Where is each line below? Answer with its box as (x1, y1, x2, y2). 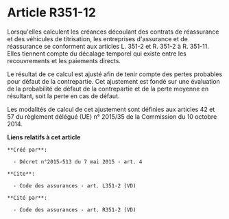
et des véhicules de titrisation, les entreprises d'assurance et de (7, 34, 189, 43)
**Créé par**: (7, 146, 48, 153)
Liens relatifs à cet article (7, 132, 81, 141)
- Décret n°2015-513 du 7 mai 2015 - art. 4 (13, 158, 143, 165)
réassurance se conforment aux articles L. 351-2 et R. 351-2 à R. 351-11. (7, 42, 209, 50)
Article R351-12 (7, 5, 96, 21)
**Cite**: (7, 170, 36, 177)
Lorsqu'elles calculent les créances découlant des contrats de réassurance (7, 27, 219, 36)
